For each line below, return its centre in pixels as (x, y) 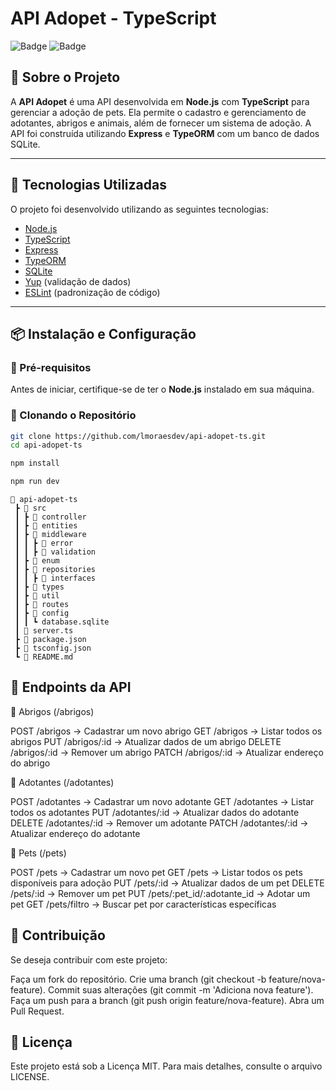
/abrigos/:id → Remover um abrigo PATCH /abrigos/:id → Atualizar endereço (167, 752)
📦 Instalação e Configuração (103, 333)
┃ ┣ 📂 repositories (55, 570)
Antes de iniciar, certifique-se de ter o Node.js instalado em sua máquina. (162, 389)
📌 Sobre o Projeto (65, 77)
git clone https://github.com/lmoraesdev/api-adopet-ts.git (138, 436)
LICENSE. (30, 1077)
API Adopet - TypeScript (113, 18)
